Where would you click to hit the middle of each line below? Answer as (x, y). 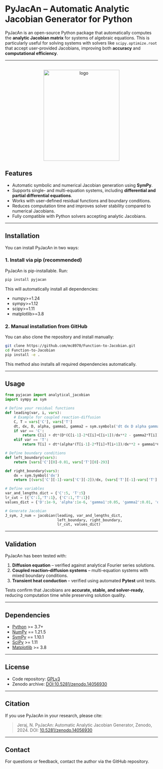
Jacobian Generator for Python (69, 19)
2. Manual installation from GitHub (46, 326)
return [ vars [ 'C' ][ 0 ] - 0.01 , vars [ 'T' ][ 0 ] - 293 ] (62, 462)
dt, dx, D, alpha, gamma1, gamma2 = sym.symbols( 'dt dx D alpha (80, 426)
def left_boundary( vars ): (31, 458)
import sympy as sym (26, 400)
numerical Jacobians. (33, 211)
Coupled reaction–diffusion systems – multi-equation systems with (80, 571)
